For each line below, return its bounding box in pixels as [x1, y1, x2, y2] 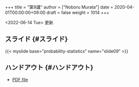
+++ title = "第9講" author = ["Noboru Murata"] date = [5, 4, 113, 10]
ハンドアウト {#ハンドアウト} [5, 63, 94, 72]
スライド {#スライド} [5, 35, 68, 43]
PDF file [12, 76, 28, 82]
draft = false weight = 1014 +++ [46, 10, 109, 15]
